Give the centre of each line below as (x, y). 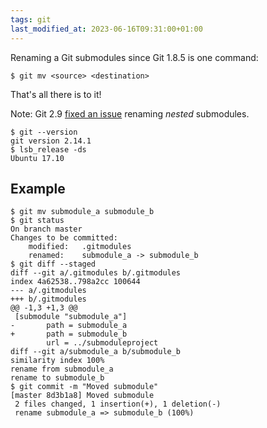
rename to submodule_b (57, 378)
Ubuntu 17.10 (37, 158)
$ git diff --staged (53, 264)
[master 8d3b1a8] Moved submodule (82, 396)
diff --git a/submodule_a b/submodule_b (96, 352)
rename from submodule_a (62, 369)
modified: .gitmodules (80, 247)
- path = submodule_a (69, 326)
